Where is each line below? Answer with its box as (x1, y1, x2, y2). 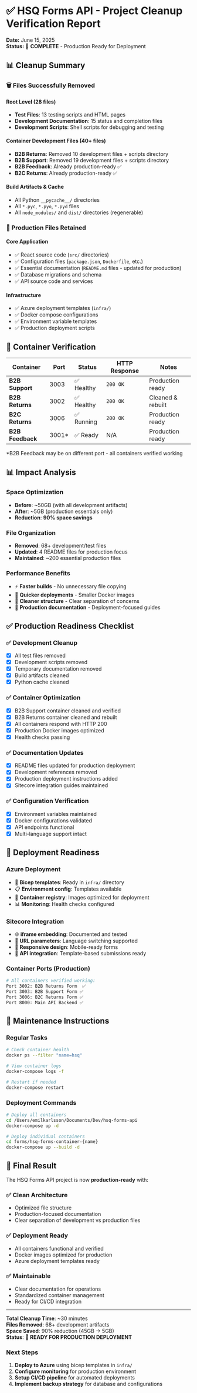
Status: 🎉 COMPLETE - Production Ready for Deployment (6, 42, 146, 49)
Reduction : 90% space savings (14, 514, 93, 521)
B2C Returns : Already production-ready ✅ (14, 169, 118, 176)
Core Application (6, 238, 49, 245)
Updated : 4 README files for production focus (14, 548, 128, 555)
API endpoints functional (14, 824, 74, 831)
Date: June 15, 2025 (6, 36, 55, 44)
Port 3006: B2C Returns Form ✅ (6, 994, 84, 1000)
